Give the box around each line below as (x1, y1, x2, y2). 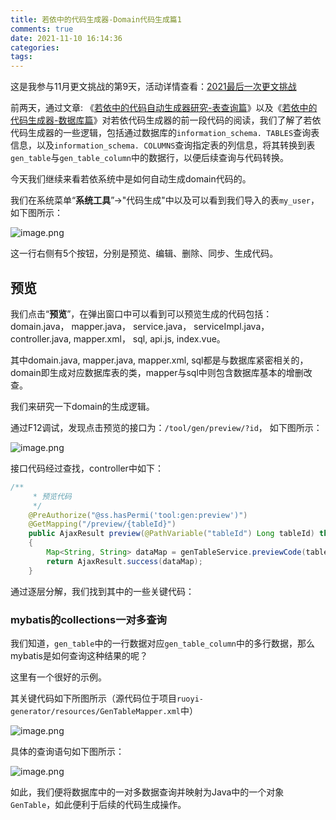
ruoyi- (176, 694, 204, 704)
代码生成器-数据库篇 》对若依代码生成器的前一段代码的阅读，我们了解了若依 (10, 114, 322, 126)
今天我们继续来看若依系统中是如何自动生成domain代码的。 (10, 173, 252, 185)
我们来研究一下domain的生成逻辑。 (10, 400, 155, 412)
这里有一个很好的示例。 (10, 671, 107, 683)
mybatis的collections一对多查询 (10, 612, 167, 626)
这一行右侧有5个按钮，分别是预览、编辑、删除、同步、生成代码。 (10, 247, 279, 260)
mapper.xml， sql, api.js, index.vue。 (73, 332, 226, 345)
